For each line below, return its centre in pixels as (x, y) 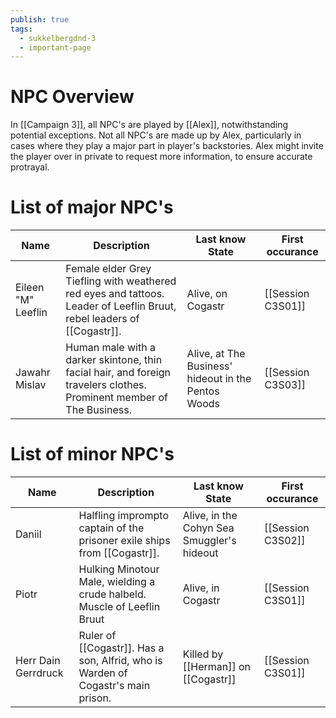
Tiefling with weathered (121, 281)
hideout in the (219, 379)
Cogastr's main (114, 686)
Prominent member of (116, 398)
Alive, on (207, 294)
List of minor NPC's (92, 454)
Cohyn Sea (208, 528)
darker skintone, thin (114, 360)
